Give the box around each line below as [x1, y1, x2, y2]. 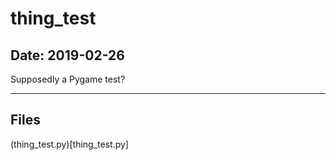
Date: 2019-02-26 [10, 47, 125, 64]
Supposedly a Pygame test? [10, 73, 126, 85]
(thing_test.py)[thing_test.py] [10, 138, 129, 150]
